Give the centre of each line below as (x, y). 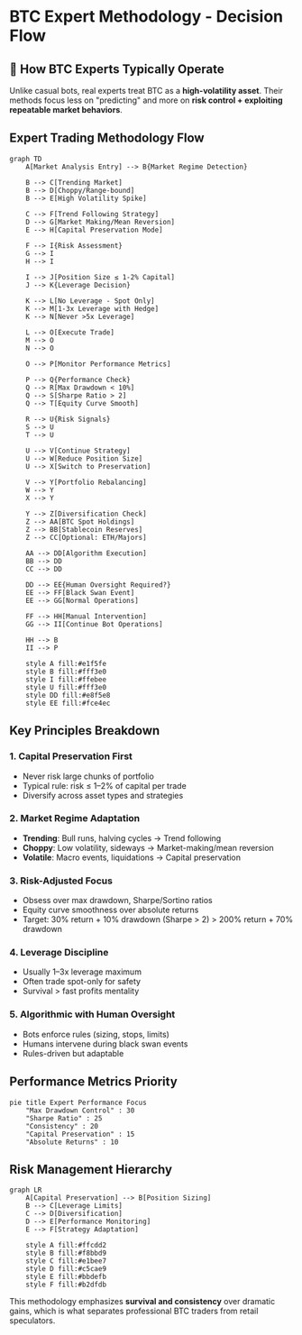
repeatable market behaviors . (66, 110)
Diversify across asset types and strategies (103, 795)
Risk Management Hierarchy (91, 1169)
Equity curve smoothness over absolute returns (110, 910)
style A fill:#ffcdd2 (66, 1246)
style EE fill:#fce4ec (68, 703)
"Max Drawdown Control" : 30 (80, 1111)
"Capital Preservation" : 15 (80, 1134)
